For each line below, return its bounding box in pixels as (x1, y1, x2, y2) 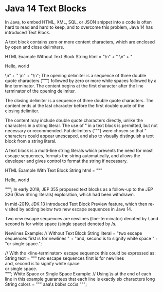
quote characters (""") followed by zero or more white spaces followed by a (5, 78, 157, 83)
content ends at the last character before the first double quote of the (5, 103, 145, 108)
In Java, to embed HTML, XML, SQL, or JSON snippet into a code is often (5, 19, 152, 25)
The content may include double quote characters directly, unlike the (5, 117, 144, 123)
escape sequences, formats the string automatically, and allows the (5, 152, 141, 159)
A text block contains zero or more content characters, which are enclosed (5, 39, 155, 44)
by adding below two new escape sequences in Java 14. (19, 206, 132, 212)
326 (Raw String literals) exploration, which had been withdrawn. (5, 191, 135, 197)
